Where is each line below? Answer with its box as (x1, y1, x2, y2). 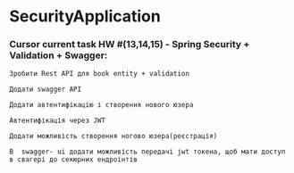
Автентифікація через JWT (9, 116, 105, 126)
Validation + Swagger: (9, 49, 108, 62)
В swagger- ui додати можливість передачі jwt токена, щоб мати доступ (9, 147, 286, 157)
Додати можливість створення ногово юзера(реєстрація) (9, 132, 218, 141)
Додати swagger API (9, 85, 82, 95)
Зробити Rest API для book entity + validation (9, 70, 190, 78)
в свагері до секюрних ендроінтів (9, 155, 139, 164)
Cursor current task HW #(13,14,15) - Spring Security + (9, 38, 250, 51)
